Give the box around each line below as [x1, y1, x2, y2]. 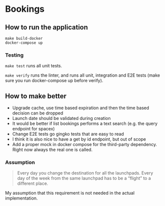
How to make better [5, 92, 66, 100]
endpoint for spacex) [12, 126, 55, 132]
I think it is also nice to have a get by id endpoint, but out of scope [12, 136, 146, 142]
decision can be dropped [12, 110, 64, 116]
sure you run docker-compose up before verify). [5, 78, 103, 84]
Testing [5, 52, 24, 59]
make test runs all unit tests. [5, 63, 63, 69]
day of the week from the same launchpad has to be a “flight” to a [17, 176, 151, 181]
